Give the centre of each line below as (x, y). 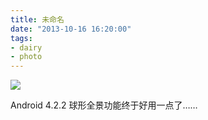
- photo (26, 57)
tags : (21, 38)
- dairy (26, 47)
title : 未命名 (37, 19)
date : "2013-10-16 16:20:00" (71, 29)
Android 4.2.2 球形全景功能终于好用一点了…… (104, 105)
